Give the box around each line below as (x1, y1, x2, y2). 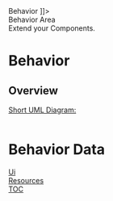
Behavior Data (8, 140, 106, 159)
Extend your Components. (8, 23, 95, 33)
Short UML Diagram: (8, 105, 77, 115)
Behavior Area (8, 15, 56, 24)
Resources (8, 175, 44, 185)
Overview (8, 83, 59, 98)
